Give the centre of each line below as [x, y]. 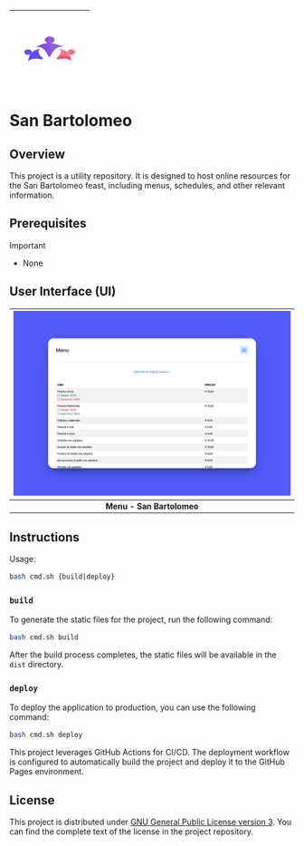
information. [32, 195]
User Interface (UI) [63, 292]
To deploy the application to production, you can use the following [133, 707]
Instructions [44, 537]
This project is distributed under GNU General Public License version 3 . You [151, 822]
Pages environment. [47, 772]
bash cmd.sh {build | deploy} [62, 577]
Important [28, 245]
